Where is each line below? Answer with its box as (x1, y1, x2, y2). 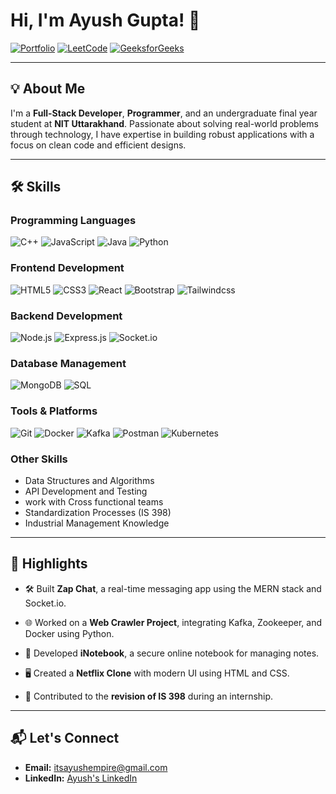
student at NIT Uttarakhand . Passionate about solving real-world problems (10, 117, 319, 129)
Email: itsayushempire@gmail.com (24, 761, 168, 773)
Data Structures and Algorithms (24, 474, 155, 486)
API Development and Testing (24, 485, 148, 497)
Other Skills (10, 452, 68, 466)
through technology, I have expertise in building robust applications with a (10, 128, 315, 140)
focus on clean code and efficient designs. (10, 139, 187, 151)
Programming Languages (10, 214, 137, 228)
